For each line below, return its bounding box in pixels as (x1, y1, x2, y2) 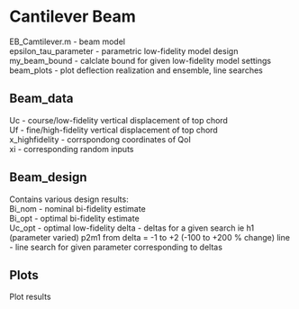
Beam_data (9, 91, 74, 106)
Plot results (9, 291, 51, 303)
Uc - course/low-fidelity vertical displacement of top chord (9, 114, 228, 125)
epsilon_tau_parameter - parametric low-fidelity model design (9, 45, 239, 56)
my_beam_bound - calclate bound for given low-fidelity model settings (9, 55, 272, 66)
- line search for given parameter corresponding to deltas (9, 241, 223, 252)
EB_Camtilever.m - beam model (9, 36, 126, 47)
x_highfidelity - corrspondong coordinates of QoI (9, 133, 191, 145)
